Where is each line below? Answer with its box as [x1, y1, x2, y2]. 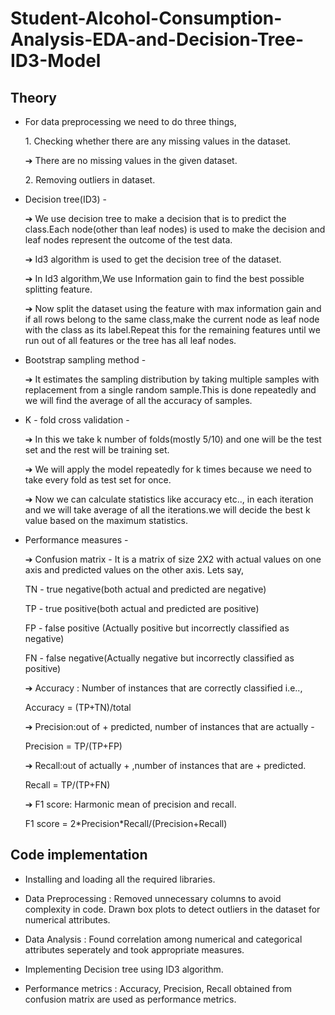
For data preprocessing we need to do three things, [24, 116, 237, 127]
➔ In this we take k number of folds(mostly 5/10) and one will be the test [24, 433, 322, 445]
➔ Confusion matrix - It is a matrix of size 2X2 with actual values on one [24, 553, 322, 565]
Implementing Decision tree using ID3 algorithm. [24, 963, 224, 975]
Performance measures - [24, 534, 129, 546]
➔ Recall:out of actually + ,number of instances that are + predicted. [24, 760, 307, 771]
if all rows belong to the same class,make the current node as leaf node [24, 313, 320, 325]
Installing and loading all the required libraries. [24, 873, 216, 885]
